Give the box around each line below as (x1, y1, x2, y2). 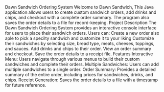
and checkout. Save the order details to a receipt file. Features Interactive (5, 51, 153, 57)
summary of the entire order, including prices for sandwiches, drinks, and (5, 72, 153, 77)
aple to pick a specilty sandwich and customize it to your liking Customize (5, 35, 154, 41)
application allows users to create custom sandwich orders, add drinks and (5, 9, 157, 15)
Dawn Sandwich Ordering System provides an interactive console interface (5, 25, 157, 31)
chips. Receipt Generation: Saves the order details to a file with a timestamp (5, 77, 158, 83)
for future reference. (5, 82, 47, 88)
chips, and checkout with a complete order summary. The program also (5, 15, 149, 20)
